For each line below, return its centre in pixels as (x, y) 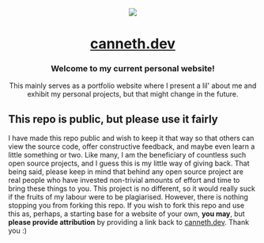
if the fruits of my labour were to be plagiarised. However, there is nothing (128, 197)
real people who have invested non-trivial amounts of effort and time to (124, 180)
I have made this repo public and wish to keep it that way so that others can (131, 139)
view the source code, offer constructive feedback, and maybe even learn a (132, 146)
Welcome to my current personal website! (133, 69)
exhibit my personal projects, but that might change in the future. (133, 94)
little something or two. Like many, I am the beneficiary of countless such (127, 155)
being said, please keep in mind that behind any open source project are (126, 172)
